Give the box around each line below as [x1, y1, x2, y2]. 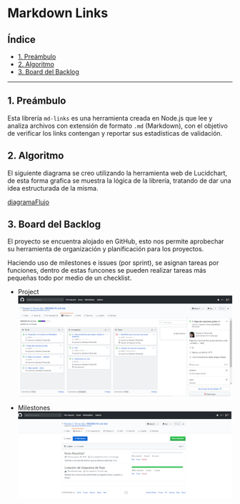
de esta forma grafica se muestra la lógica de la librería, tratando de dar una [7, 176, 231, 185]
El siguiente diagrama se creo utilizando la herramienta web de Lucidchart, [7, 168, 227, 177]
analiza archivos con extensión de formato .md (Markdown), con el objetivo [7, 121, 229, 130]
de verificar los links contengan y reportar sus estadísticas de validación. [7, 128, 223, 137]
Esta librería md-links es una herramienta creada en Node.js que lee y [7, 114, 213, 122]
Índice [7, 34, 36, 46]
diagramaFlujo [7, 198, 50, 206]
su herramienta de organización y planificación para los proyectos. [7, 245, 204, 253]
